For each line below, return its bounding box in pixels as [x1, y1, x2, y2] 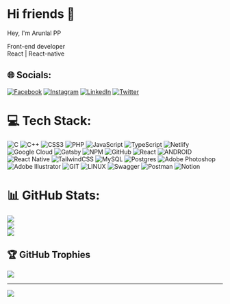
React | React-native [7, 49, 65, 58]
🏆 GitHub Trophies [7, 249, 91, 261]
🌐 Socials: [7, 69, 52, 81]
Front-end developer [7, 42, 66, 50]
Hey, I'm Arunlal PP [7, 29, 62, 37]
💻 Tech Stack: [7, 113, 92, 128]
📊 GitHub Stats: [7, 187, 101, 203]
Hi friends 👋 [7, 6, 75, 22]
